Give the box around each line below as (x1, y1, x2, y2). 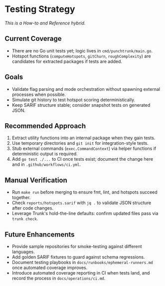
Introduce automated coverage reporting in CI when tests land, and (11, 270, 150, 276)
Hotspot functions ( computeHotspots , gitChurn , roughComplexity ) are (11, 53, 151, 59)
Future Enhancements (4, 230, 75, 239)
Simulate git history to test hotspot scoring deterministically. (11, 96, 136, 103)
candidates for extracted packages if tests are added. (11, 58, 123, 64)
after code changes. (11, 205, 53, 211)
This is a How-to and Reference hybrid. (4, 20, 86, 26)
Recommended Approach (4, 121, 86, 130)
